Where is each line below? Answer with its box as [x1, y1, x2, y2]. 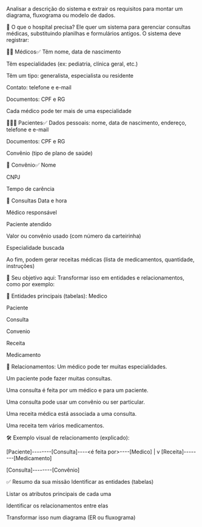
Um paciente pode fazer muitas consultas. [6, 375, 112, 382]
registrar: [6, 36, 29, 43]
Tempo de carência [6, 185, 55, 192]
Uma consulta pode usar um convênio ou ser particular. [6, 398, 146, 405]
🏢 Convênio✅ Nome [6, 161, 56, 168]
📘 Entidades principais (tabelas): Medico [6, 292, 107, 300]
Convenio [6, 328, 30, 335]
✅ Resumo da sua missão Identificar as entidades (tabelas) [6, 478, 154, 485]
